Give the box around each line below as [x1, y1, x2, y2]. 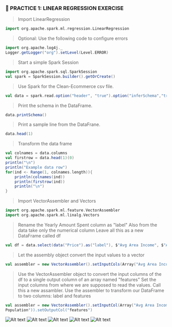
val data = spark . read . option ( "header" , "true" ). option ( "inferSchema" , [5, 93, 161, 98]
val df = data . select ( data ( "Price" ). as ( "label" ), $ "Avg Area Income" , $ [5, 243, 164, 248]
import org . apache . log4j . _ [5, 46, 63, 51]
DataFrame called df [17, 232, 61, 238]
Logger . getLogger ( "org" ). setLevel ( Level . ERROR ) [5, 50, 109, 55]
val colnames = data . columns [5, 150, 68, 156]
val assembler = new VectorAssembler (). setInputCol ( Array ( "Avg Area [5, 302, 155, 308]
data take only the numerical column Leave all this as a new [17, 227, 144, 233]
